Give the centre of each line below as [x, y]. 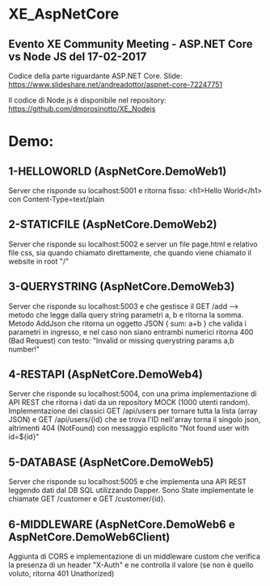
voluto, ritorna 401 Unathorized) [61, 574]
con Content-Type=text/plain [57, 199]
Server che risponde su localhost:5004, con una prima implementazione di [133, 394]
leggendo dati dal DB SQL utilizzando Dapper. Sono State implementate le [131, 491]
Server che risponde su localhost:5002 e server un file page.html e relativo [133, 244]
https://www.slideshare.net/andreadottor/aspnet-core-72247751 [116, 84]
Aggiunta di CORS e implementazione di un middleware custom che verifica [135, 556]
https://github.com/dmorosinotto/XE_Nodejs [82, 109]
